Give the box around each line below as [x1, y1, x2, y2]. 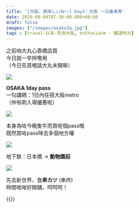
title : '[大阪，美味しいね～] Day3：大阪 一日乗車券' [6, 8, 125, 15]
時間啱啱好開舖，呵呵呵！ [6, 184, 68, 191]
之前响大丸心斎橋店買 [6, 47, 57, 54]
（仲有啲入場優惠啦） [6, 99, 57, 106]
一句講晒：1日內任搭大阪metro [6, 91, 79, 98]
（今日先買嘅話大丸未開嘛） [6, 62, 73, 69]
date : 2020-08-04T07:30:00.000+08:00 [6, 14, 99, 20]
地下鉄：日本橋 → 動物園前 [6, 153, 71, 160]
